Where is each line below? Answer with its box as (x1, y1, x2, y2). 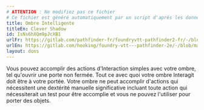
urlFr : (6, 37, 23, 43)
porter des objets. (6, 97, 51, 104)
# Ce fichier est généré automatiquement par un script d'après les (6, 15, 183, 21)
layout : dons (6, 48, 39, 54)
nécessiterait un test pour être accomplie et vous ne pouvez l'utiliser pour (6, 90, 191, 97)
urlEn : (6, 43, 23, 49)
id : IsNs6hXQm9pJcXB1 (6, 31, 61, 37)
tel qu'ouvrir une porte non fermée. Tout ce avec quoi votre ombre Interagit (6, 71, 194, 79)
